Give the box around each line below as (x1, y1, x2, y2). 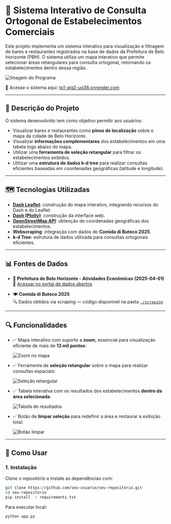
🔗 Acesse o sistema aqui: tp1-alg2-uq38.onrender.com (5, 84, 120, 91)
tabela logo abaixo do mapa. (12, 144, 73, 150)
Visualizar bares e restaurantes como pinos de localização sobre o (12, 127, 154, 133)
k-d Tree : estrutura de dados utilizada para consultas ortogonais (12, 234, 149, 240)
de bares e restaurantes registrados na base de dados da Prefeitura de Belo (5, 48, 164, 54)
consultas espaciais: (12, 368, 56, 374)
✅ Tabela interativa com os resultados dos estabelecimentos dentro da (12, 388, 162, 394)
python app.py (5, 514, 36, 519)
